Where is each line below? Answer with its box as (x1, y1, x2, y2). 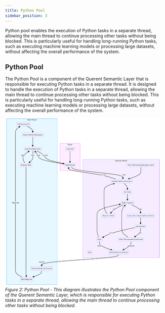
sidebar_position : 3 (5, 13, 48, 18)
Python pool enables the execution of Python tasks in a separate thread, (5, 27, 152, 33)
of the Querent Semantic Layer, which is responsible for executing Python (5, 292, 156, 298)
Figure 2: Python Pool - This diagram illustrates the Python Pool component (5, 287, 160, 293)
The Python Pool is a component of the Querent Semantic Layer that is (5, 76, 149, 82)
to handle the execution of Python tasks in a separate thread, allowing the (5, 87, 155, 93)
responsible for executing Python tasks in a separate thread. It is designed (5, 81, 157, 87)
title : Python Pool (5, 8, 45, 13)
